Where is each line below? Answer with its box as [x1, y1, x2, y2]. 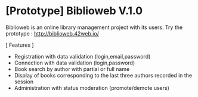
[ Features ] [5, 41, 34, 48]
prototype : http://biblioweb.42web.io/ [5, 30, 100, 37]
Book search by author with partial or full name [14, 65, 130, 72]
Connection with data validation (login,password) [14, 59, 135, 66]
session [14, 78, 34, 85]
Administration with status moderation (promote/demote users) [14, 84, 169, 91]
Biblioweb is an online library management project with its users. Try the [5, 24, 183, 31]
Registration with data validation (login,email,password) [14, 53, 151, 60]
